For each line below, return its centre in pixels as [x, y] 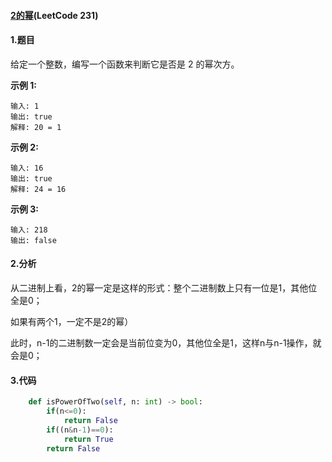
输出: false [33, 240]
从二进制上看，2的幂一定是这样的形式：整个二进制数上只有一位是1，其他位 [164, 288]
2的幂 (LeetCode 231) [54, 15]
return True [88, 439]
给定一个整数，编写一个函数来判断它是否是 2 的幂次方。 [125, 64]
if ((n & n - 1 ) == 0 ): [80, 430]
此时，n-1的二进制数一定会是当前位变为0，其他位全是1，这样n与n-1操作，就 [166, 343]
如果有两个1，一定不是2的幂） [72, 321]
